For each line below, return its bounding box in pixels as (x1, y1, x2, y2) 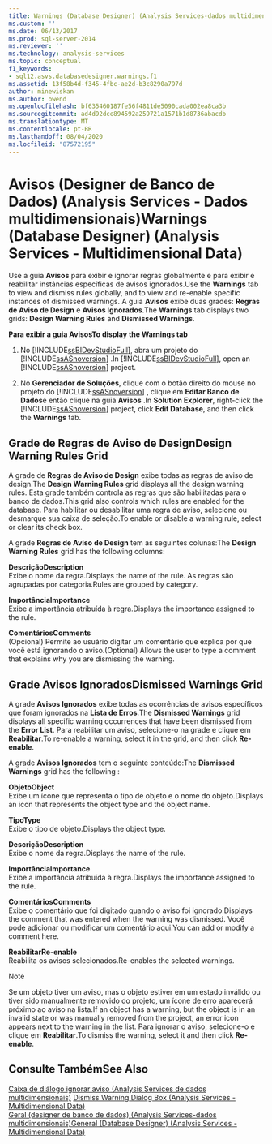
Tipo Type (8, 815, 41, 825)
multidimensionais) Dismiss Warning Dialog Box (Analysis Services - (8, 1092, 236, 1102)
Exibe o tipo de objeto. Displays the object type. (8, 824, 166, 834)
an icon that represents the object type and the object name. (8, 800, 210, 810)
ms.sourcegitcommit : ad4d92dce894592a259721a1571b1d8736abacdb (8, 110, 227, 118)
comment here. (8, 931, 59, 941)
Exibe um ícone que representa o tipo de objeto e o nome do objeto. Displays (8, 791, 264, 801)
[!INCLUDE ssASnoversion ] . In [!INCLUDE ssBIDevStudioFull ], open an (19, 354, 251, 363)
